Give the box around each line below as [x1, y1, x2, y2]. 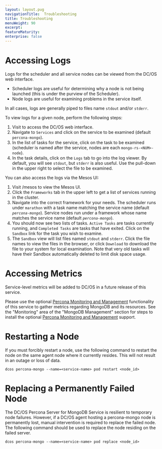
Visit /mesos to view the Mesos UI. [12, 184, 81, 190]
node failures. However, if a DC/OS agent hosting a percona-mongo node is [5, 414, 156, 420]
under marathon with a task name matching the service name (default [12, 205, 149, 210]
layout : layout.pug [5, 7, 44, 12]
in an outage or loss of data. [5, 357, 61, 363]
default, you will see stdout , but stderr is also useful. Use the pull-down [12, 160, 156, 166]
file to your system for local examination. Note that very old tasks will [12, 246, 150, 252]
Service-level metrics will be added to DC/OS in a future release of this [5, 284, 146, 290]
